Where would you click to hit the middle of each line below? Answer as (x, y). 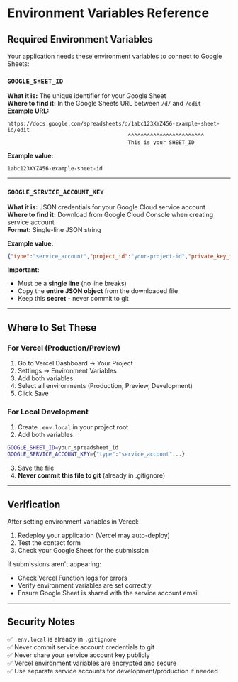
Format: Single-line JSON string (54, 229)
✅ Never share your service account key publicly (79, 655)
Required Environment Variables (80, 39)
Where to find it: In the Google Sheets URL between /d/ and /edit (104, 104)
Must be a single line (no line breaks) (72, 284)
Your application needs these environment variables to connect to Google (115, 56)
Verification (34, 504)
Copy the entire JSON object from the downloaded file (98, 291)
